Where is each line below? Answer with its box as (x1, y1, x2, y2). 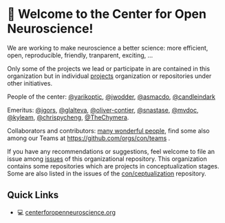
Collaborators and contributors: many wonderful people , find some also (7, 126, 210, 135)
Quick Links (7, 189, 59, 201)
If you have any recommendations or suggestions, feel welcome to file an (7, 147, 215, 155)
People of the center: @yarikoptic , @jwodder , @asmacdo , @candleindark (7, 93, 215, 101)
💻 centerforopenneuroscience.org (17, 208, 116, 216)
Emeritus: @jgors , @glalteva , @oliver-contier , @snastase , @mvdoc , (7, 106, 199, 114)
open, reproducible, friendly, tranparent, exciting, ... (7, 51, 153, 59)
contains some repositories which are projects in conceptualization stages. (7, 162, 219, 170)
